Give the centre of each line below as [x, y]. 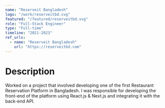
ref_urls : [15, 38]
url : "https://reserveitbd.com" [48, 47]
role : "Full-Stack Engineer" [35, 24]
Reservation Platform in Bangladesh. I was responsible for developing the [80, 91]
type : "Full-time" [24, 28]
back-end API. [20, 101]
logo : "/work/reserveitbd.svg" [38, 14]
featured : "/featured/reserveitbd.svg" [47, 19]
